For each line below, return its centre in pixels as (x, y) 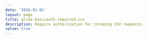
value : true (18, 29)
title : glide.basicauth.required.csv (45, 19)
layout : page (19, 15)
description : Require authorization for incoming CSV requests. (75, 24)
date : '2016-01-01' (26, 10)
